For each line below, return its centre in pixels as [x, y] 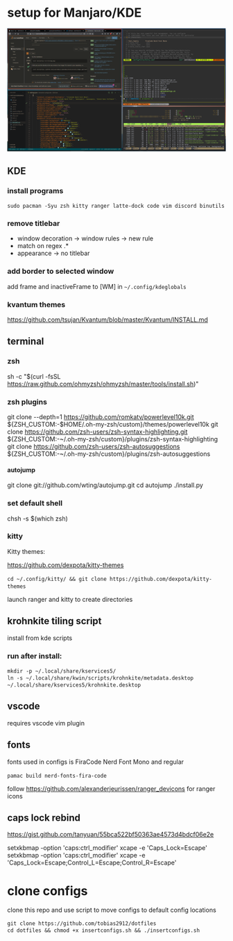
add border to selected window [61, 271]
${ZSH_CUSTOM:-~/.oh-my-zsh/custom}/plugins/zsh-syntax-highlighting [113, 439]
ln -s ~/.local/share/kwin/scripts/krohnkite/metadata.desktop [101, 678]
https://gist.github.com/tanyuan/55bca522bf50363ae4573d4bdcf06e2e [111, 835]
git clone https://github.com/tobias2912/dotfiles [82, 924]
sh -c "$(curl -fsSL [34, 376]
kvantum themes [36, 304]
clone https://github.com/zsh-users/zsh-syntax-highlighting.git [97, 432]
